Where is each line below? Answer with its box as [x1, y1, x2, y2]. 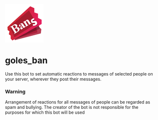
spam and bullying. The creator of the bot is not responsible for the [5, 105, 139, 110]
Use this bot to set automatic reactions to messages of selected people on [5, 71, 153, 76]
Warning [5, 88, 26, 95]
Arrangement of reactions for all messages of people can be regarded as [5, 99, 151, 105]
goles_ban [5, 55, 48, 66]
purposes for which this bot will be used [5, 109, 85, 115]
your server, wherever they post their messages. [5, 76, 101, 82]
